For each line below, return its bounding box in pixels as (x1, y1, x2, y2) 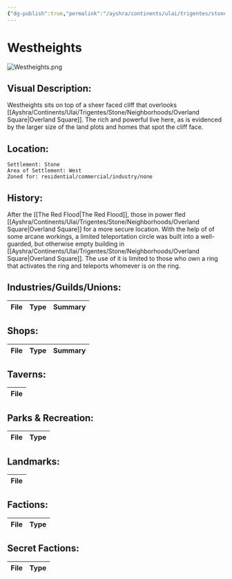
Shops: (7, 325, 39, 337)
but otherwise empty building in (34, 239, 125, 248)
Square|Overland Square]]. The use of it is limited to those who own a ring (7, 255, 219, 262)
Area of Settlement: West (7, 167, 81, 175)
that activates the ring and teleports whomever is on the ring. (7, 262, 181, 270)
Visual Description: (7, 82, 92, 94)
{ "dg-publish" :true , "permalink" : (7, 10, 104, 17)
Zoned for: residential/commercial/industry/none (7, 173, 153, 180)
